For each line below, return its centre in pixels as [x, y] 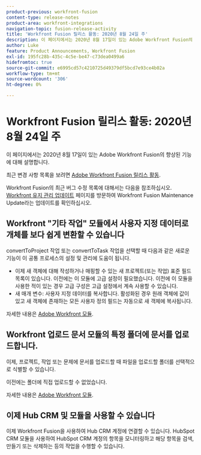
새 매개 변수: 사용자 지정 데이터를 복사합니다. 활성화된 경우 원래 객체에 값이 [102, 293]
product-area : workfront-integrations [55, 23]
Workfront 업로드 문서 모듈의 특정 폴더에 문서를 [89, 335]
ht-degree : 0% [24, 85]
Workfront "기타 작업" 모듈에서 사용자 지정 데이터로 [97, 224]
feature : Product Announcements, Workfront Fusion [71, 51]
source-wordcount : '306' [37, 79]
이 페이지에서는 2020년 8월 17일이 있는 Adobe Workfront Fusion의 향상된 [94, 154]
